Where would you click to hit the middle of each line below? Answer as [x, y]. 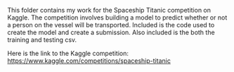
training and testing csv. [42, 40]
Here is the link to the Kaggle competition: [68, 53]
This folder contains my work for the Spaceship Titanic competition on [109, 10]
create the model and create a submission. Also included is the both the [111, 32]
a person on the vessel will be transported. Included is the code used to [111, 25]
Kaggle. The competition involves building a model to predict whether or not [117, 17]
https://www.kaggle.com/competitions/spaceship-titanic [89, 61]
